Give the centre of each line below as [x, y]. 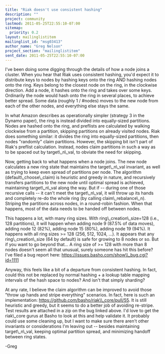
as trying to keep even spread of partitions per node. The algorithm [73, 172]
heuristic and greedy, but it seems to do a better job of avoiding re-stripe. [80, 305]
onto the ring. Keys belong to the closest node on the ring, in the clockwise [81, 85]
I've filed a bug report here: [33, 255]
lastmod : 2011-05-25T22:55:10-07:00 [43, 23]
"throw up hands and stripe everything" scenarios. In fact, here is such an [80, 295]
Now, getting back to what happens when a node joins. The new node [76, 162]
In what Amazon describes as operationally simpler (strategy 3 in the [75, 116]
